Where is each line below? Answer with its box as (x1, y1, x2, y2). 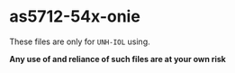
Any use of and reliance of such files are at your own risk (9, 53, 227, 64)
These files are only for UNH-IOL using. (9, 36, 150, 47)
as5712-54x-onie (9, 6, 141, 27)
